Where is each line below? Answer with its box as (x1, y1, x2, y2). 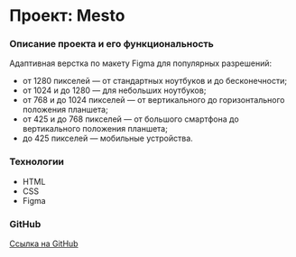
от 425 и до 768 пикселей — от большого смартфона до (22, 114, 239, 124)
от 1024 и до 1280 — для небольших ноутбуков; (22, 85, 207, 96)
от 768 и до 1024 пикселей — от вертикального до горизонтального (22, 95, 285, 106)
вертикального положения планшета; (22, 124, 169, 134)
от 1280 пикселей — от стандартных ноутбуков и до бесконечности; (22, 76, 287, 87)
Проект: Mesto (9, 5, 125, 26)
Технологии (9, 155, 65, 168)
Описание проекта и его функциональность (9, 38, 214, 50)
